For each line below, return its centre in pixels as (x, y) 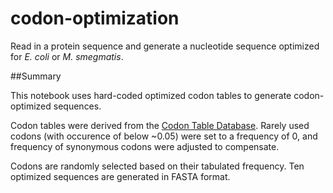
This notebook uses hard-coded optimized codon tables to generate (151, 95)
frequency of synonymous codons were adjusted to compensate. (145, 146)
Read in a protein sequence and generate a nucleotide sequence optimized (165, 46)
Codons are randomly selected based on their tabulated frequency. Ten (157, 166)
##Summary (36, 76)
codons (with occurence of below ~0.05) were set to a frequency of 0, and (164, 136)
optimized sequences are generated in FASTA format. (120, 176)
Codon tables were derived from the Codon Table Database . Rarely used (160, 125)
